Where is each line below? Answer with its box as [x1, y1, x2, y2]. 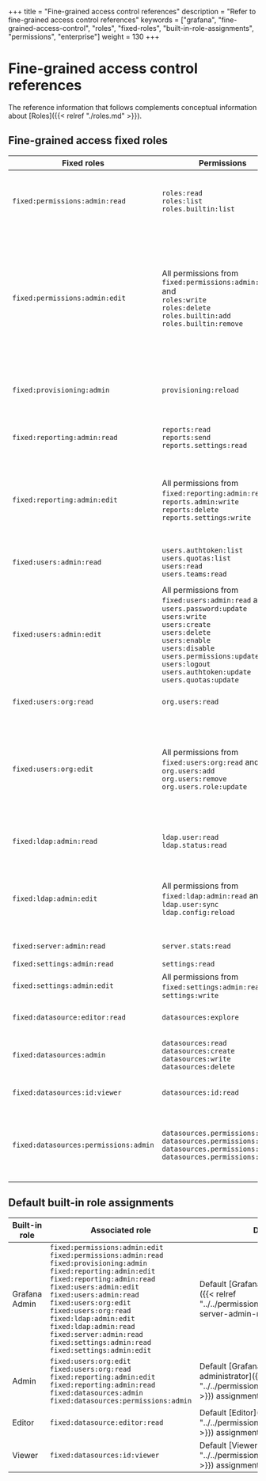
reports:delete [161, 505, 219, 514]
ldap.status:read [161, 841, 227, 849]
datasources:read [161, 1039, 227, 1047]
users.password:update [161, 604, 248, 613]
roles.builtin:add [161, 311, 231, 320]
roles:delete [161, 303, 211, 312]
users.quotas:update [161, 675, 239, 684]
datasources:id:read [161, 1088, 239, 1097]
